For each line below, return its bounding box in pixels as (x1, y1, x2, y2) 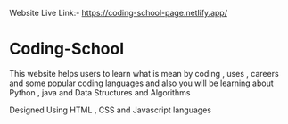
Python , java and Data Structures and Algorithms (9, 87, 191, 97)
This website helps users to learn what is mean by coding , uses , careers (9, 68, 279, 79)
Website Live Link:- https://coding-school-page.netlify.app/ (9, 8, 227, 18)
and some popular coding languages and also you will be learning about (9, 78, 274, 88)
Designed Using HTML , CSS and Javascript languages (9, 104, 212, 115)
